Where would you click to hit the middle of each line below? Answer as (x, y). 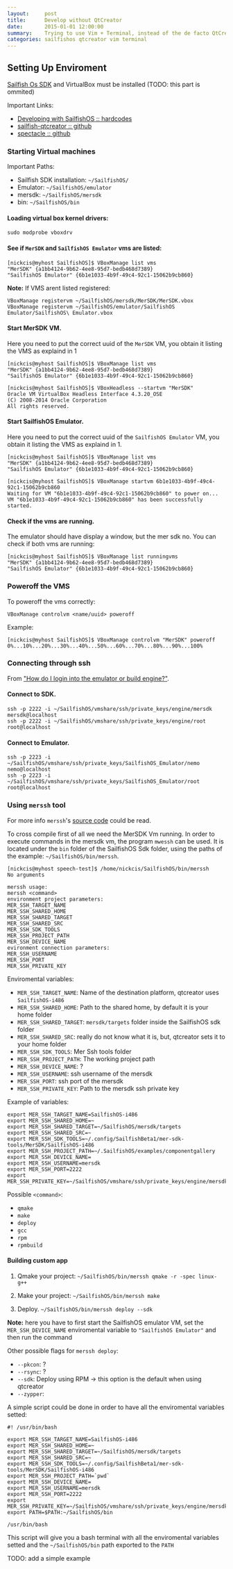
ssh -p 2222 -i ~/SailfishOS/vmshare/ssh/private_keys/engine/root (107, 721)
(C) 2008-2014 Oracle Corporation (57, 400)
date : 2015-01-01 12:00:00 (55, 26)
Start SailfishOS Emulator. (46, 422)
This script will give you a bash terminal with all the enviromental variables (113, 1537)
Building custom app (37, 1260)
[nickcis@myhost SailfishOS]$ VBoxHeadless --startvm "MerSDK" (101, 388)
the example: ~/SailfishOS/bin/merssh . (63, 856)
